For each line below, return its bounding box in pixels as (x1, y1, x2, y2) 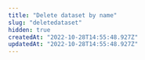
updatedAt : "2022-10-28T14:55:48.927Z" (8, 41, 139, 48)
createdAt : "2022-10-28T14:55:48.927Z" (8, 33, 139, 41)
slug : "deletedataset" (8, 19, 82, 26)
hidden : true (8, 26, 51, 34)
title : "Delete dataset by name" (8, 11, 118, 19)
